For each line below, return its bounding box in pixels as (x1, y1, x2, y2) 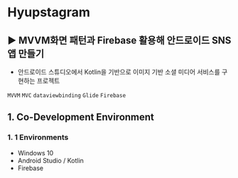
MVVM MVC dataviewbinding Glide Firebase (7, 92, 126, 99)
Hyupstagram (7, 4, 90, 21)
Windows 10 (17, 148, 54, 157)
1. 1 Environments (7, 133, 69, 143)
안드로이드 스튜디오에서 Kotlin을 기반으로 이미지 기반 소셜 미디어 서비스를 (17, 68, 220, 76)
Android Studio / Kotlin (17, 156, 84, 165)
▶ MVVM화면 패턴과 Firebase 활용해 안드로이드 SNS (7, 34, 232, 46)
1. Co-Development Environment (7, 111, 155, 123)
